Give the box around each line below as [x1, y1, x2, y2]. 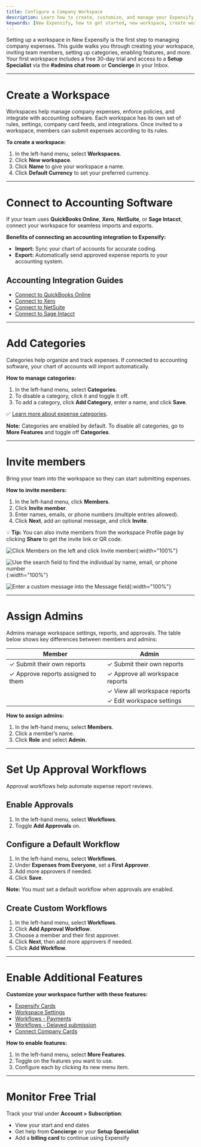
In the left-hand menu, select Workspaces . [14, 150, 121, 157]
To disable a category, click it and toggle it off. [14, 392, 129, 399]
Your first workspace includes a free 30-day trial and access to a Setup [6, 55, 183, 63]
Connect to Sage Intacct [14, 310, 75, 318]
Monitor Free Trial [6, 1090, 97, 1104]
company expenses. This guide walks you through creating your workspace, [6, 42, 195, 50]
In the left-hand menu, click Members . [14, 498, 110, 505]
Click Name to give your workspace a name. [14, 163, 124, 170]
